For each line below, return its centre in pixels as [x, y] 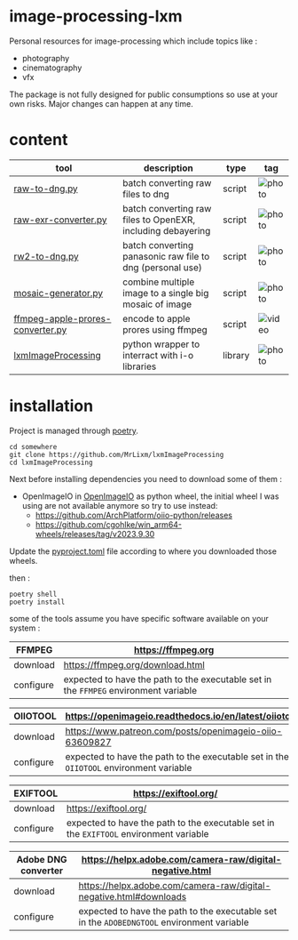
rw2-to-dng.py [46, 256]
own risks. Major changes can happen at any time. [101, 103]
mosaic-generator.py [59, 293]
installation [51, 406]
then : [20, 578]
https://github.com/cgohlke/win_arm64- [109, 524]
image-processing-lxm [96, 16]
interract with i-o [158, 355]
